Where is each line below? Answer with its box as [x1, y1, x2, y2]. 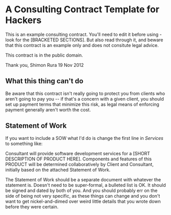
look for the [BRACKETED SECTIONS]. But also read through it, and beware [5, 37, 163, 43]
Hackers [5, 14, 42, 26]
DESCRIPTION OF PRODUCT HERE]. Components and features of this [5, 156, 152, 162]
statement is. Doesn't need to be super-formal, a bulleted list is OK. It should [5, 182, 166, 188]
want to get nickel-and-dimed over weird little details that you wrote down [5, 198, 161, 204]
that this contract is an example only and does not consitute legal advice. [5, 42, 159, 48]
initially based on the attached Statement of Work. [5, 166, 111, 173]
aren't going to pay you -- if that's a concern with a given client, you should [5, 95, 164, 102]
